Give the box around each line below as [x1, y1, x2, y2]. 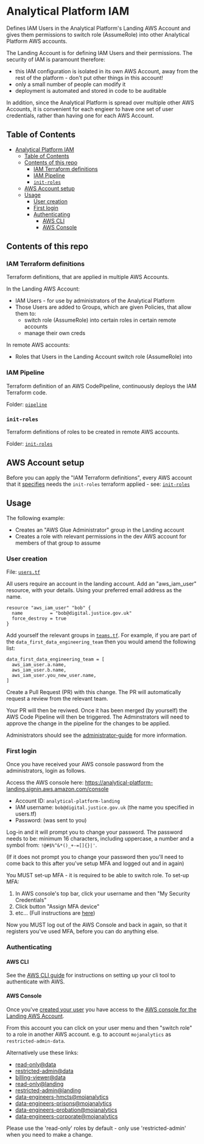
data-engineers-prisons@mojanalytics [15, 1099, 112, 1107]
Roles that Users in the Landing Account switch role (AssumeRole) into [15, 353, 193, 361]
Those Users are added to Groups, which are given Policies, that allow [15, 303, 192, 311]
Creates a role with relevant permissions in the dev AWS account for [15, 532, 187, 540]
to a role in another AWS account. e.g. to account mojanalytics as [6, 1030, 172, 1038]
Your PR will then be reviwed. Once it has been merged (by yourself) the [6, 706, 188, 714]
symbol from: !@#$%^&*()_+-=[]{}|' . [6, 841, 97, 849]
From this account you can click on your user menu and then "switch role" [6, 1024, 192, 1031]
